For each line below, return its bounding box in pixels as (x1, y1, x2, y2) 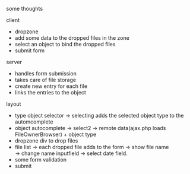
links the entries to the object (14, 89, 86, 96)
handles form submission (14, 70, 77, 77)
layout (6, 100, 21, 107)
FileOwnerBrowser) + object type (14, 131, 97, 138)
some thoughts (6, 5, 43, 12)
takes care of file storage (14, 77, 76, 83)
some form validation (14, 156, 67, 163)
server (6, 59, 23, 65)
